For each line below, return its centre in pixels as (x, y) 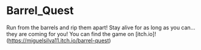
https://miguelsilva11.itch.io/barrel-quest (59, 40)
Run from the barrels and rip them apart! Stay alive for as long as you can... (101, 27)
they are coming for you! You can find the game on (70, 34)
